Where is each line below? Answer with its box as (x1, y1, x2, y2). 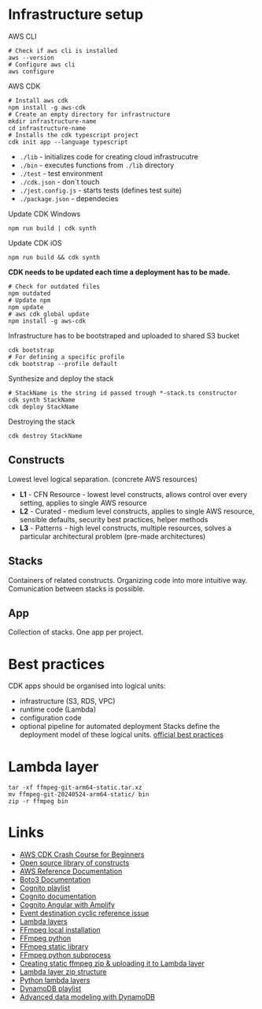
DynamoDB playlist (19, 984, 82, 993)
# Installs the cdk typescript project (8, 131, 139, 139)
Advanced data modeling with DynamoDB (19, 992, 156, 1002)
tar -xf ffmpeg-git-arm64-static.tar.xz (8, 783, 143, 792)
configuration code (19, 713, 82, 723)
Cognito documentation (19, 891, 97, 901)
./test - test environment (19, 168, 104, 178)
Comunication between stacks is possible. (8, 584, 146, 593)
